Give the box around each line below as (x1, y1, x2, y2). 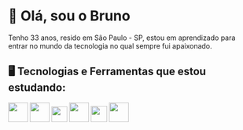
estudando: (8, 81, 66, 95)
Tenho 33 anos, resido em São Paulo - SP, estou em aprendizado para (8, 33, 236, 42)
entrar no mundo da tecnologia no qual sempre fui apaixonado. (8, 41, 212, 50)
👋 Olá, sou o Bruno (8, 7, 131, 25)
